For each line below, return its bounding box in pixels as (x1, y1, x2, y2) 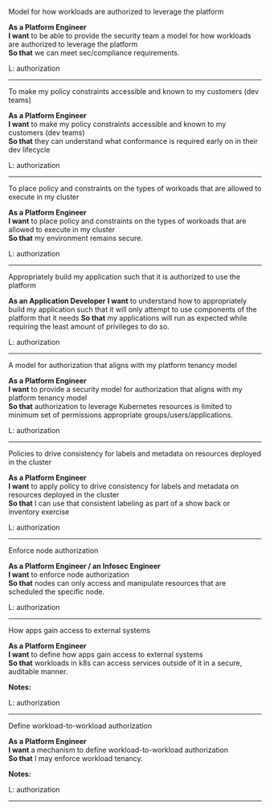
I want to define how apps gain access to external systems (8, 650, 203, 659)
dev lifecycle (8, 145, 51, 154)
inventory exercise (8, 507, 70, 517)
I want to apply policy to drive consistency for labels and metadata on (8, 481, 239, 491)
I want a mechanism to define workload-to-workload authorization (8, 745, 229, 755)
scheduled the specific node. (8, 587, 105, 596)
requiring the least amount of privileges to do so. (8, 321, 170, 331)
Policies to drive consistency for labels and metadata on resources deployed (8, 449, 262, 458)
